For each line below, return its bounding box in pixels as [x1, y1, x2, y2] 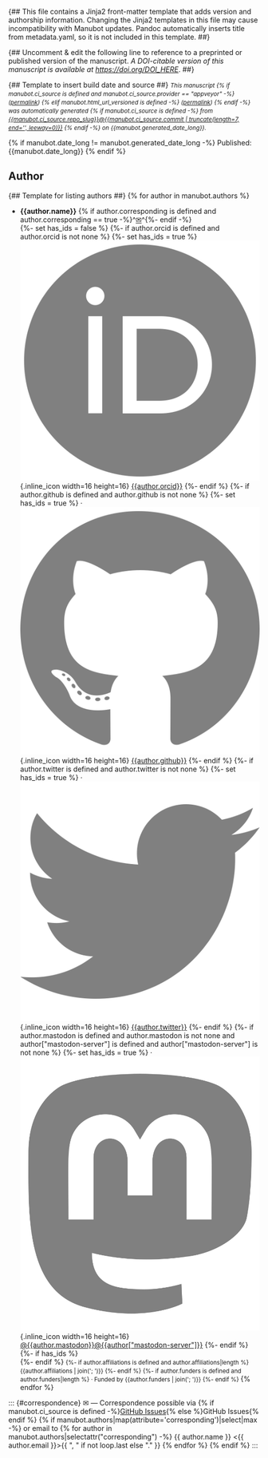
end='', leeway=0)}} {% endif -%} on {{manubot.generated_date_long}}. [8, 124, 207, 132]
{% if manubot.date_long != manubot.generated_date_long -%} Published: [8, 138, 252, 147]
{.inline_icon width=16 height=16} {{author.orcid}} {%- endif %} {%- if [19, 481, 250, 491]
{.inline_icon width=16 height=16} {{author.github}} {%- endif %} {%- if [19, 755, 254, 765]
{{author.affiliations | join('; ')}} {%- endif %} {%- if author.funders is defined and [19, 1367, 242, 1375]
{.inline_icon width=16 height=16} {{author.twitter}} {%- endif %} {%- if [19, 1022, 254, 1032]
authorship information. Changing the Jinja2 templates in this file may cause [8, 15, 258, 25]
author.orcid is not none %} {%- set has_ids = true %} [19, 232, 198, 241]
